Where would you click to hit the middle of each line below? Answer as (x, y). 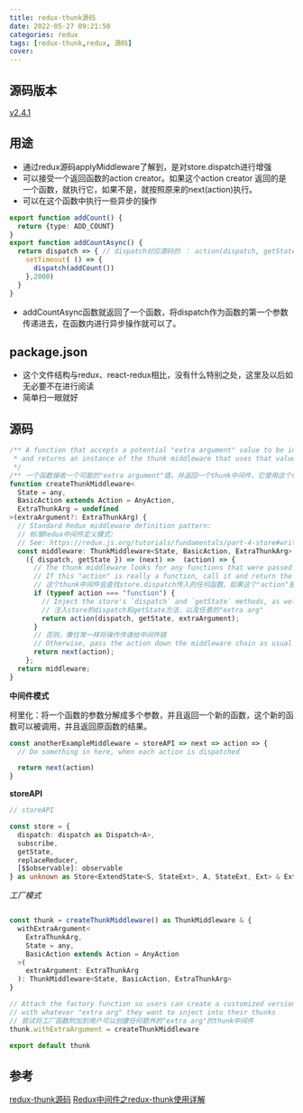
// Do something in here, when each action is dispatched (129, 751)
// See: (32, 542)
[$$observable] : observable (70, 869)
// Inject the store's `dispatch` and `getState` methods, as (161, 601)
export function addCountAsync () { (76, 243)
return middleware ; (54, 669)
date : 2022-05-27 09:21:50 (60, 26)
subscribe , (38, 843)
